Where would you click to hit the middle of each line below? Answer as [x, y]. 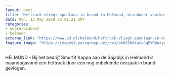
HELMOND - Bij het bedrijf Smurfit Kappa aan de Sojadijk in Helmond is [79, 57]
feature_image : [21, 43]
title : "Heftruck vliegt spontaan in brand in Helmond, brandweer [77, 15]
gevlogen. [16, 68]
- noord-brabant [22, 29]
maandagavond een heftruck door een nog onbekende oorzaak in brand [80, 63]
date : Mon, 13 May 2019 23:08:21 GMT [45, 19]
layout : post [19, 10]
